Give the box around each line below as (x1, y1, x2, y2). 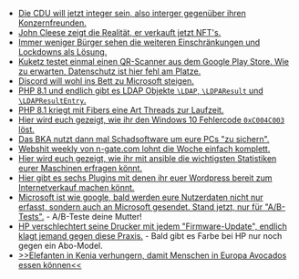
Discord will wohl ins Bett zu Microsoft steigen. (17, 76, 194, 86)
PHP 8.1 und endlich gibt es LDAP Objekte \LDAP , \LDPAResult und (17, 86, 264, 96)
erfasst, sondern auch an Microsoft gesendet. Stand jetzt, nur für (17, 201, 263, 212)
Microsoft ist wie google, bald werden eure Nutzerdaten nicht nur (17, 191, 264, 202)
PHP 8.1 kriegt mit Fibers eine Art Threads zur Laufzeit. (17, 105, 224, 115)
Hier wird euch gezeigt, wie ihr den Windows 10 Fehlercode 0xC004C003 (17, 114, 285, 125)
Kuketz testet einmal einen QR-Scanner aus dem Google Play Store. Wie (17, 57, 290, 67)
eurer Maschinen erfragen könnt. (17, 163, 143, 173)
